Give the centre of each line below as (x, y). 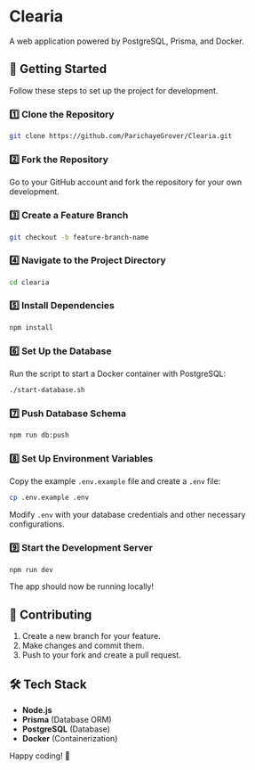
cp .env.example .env (49, 498)
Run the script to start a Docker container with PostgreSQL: (118, 374)
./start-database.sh (48, 390)
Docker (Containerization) (70, 739)
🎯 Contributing (51, 614)
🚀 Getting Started (58, 69)
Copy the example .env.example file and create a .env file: (115, 481)
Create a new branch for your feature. (92, 636)
